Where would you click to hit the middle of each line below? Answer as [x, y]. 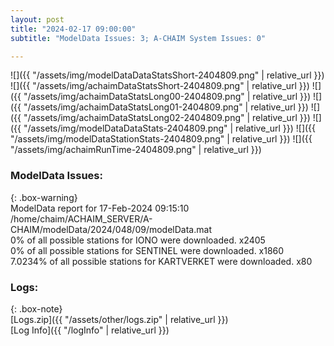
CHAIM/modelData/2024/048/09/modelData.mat [111, 229]
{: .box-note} [36, 308]
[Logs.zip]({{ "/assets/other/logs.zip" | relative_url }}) [119, 319]
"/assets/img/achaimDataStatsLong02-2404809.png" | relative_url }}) [167, 118]
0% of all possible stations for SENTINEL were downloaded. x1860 [147, 250]
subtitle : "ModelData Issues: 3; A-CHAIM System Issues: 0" [138, 38]
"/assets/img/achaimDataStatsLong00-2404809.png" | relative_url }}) [167, 97]
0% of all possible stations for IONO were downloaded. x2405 [138, 240]
